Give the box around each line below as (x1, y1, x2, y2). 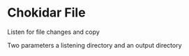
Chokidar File (7, 5, 86, 21)
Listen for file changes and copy (7, 28, 100, 36)
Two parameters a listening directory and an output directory (7, 41, 183, 49)
